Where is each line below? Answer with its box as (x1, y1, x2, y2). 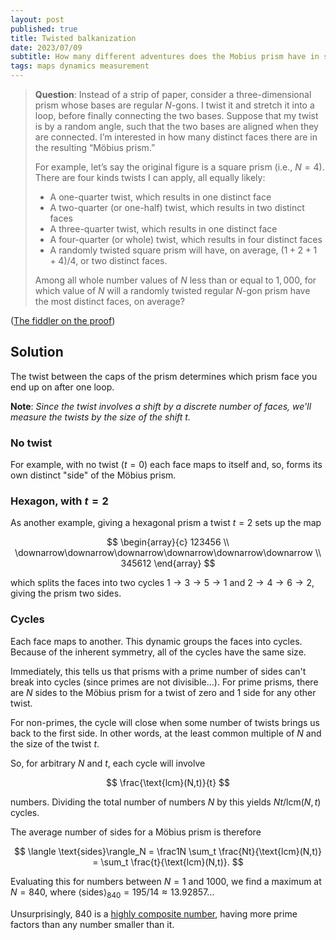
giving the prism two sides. (10, 587, 122, 600)
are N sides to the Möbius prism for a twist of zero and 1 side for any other (10, 686, 317, 698)
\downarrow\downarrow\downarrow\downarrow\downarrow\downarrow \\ (14, 547, 322, 559)
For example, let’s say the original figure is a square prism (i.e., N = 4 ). (34, 161, 325, 173)
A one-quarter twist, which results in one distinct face (49, 191, 272, 203)
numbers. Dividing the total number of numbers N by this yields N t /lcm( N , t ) (10, 796, 322, 808)
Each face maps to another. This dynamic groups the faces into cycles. (10, 635, 303, 647)
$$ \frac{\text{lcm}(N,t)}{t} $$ (105, 776, 231, 788)
